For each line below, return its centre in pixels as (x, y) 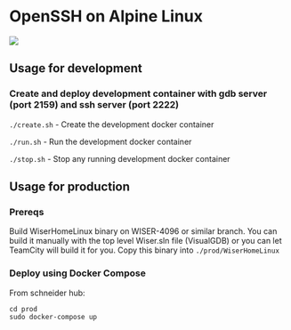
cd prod (24, 309)
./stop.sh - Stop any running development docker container (120, 158)
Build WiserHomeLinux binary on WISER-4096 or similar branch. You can (143, 231)
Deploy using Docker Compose (78, 273)
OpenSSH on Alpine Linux (106, 16)
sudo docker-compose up (53, 317)
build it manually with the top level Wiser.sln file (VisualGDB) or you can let (145, 241)
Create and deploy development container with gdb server (138, 93)
